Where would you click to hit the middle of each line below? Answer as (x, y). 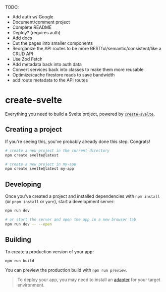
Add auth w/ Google (33, 17)
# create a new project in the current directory (57, 150)
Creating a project (33, 129)
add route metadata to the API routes (50, 80)
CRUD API (23, 54)
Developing (23, 184)
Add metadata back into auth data (47, 64)
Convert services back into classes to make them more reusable (78, 70)
